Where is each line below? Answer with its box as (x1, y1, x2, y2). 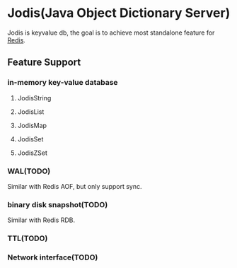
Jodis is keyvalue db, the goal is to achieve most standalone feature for (7, 28, 215, 37)
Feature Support (7, 57, 81, 69)
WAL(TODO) (7, 166, 51, 176)
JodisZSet (17, 148, 48, 157)
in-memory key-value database (7, 78, 118, 88)
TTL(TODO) (7, 233, 48, 243)
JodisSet (17, 134, 44, 143)
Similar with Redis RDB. (7, 216, 76, 224)
